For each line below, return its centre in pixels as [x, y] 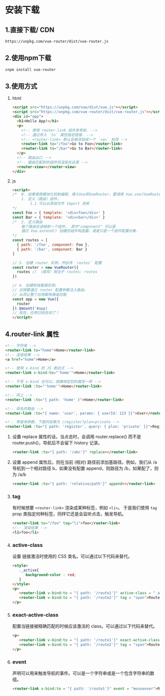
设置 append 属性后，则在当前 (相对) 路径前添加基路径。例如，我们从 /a [84, 462]
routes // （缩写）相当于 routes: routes [57, 272]
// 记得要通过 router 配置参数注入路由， [50, 290]
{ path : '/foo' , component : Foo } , [53, 245]
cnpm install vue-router [30, 69]
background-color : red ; [51, 575]
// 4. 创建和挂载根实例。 [35, 285]
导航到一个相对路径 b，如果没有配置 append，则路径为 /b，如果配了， [83, 469]
